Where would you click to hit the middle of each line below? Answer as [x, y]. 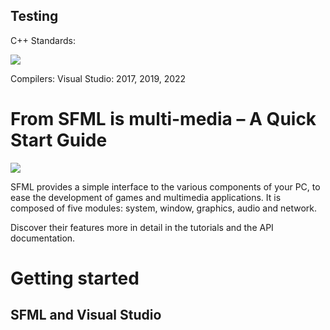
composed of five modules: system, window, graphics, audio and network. [164, 208]
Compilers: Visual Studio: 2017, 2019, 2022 [98, 78]
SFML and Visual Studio [86, 315]
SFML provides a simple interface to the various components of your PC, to [165, 186]
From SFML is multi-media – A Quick [163, 119]
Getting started [75, 278]
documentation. [43, 238]
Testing [34, 16]
